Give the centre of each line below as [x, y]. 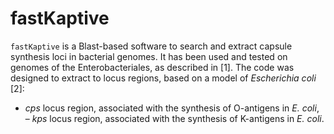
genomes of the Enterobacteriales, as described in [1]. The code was [152, 67]
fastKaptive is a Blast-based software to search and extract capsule [151, 46]
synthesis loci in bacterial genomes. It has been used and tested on [149, 56]
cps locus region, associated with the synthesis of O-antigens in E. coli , [172, 108]
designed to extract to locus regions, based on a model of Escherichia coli [163, 78]
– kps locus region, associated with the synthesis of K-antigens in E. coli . [174, 118]
